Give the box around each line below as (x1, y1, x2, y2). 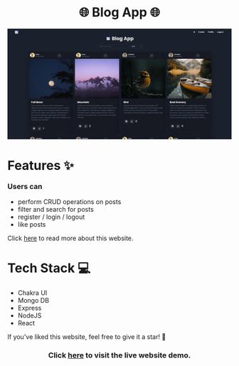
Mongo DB (17, 296, 50, 304)
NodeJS (17, 311, 42, 320)
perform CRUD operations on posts (17, 197, 122, 206)
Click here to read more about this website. (7, 234, 134, 242)
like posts (17, 220, 46, 228)
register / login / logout (17, 212, 85, 221)
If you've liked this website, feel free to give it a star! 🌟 (7, 332, 166, 341)
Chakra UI (17, 289, 48, 297)
